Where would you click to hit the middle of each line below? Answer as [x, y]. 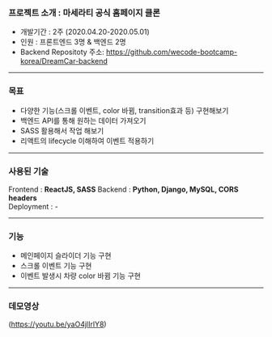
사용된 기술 [29, 171]
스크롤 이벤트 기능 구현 [56, 266]
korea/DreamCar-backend [64, 61]
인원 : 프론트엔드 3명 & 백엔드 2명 [73, 42]
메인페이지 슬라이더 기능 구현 [66, 255]
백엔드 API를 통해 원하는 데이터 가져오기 [83, 120]
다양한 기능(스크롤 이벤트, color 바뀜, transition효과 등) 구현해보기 [124, 110]
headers [23, 198]
